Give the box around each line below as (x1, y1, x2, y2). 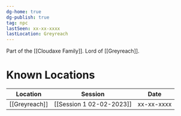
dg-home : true (6, 8, 42, 15)
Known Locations (6, 68, 95, 82)
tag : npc (6, 20, 28, 26)
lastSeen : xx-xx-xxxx (6, 25, 61, 32)
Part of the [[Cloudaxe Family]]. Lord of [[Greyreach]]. (6, 47, 140, 54)
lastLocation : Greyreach (6, 31, 68, 37)
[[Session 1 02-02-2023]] (53, 100, 132, 108)
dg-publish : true (6, 14, 50, 20)
